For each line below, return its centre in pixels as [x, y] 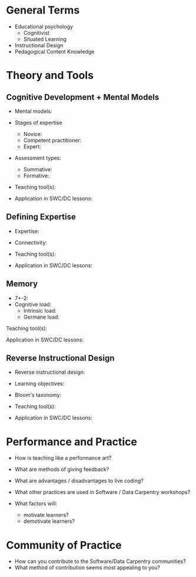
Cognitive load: [33, 304]
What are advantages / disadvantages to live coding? [79, 481]
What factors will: [36, 503]
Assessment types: [38, 158]
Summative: [38, 169]
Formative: [36, 175]
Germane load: [41, 317]
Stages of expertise [39, 122]
